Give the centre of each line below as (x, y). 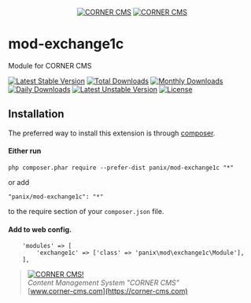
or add (19, 182)
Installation (36, 114)
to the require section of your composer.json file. (86, 211)
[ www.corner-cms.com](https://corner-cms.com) (107, 291)
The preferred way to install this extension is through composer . (112, 133)
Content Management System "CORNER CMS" (103, 283)
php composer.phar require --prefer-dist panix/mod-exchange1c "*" (121, 168)
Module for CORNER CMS (50, 65)
